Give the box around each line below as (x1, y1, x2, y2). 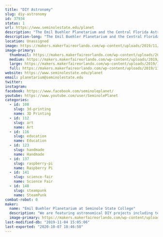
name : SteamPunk (14, 193, 47, 198)
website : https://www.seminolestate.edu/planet (5, 71, 103, 75)
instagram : (5, 84, 27, 89)
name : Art (14, 125, 34, 129)
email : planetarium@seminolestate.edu (5, 75, 83, 80)
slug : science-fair (14, 175, 53, 180)
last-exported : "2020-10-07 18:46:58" (5, 224, 83, 229)
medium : (9, 57, 25, 62)
